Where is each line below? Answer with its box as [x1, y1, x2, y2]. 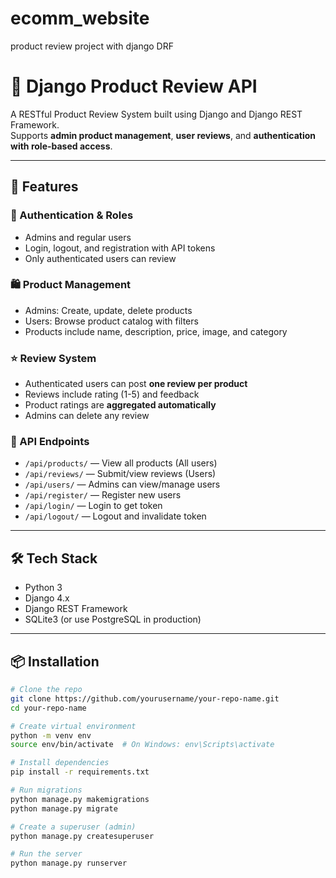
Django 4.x [24, 592, 70, 604]
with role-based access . [10, 140, 113, 152]
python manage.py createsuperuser [10, 831, 155, 841]
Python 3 [24, 582, 63, 594]
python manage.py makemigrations [10, 794, 150, 804]
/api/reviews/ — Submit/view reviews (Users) [24, 468, 217, 480]
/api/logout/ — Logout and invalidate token [24, 510, 207, 522]
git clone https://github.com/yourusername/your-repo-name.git [10, 693, 280, 704]
